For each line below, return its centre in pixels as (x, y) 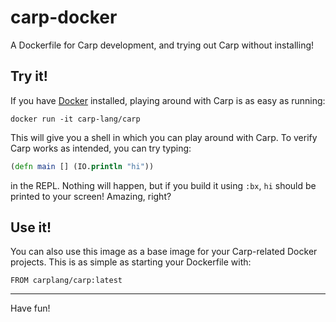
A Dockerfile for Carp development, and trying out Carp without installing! (162, 45)
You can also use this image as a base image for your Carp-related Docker (164, 252)
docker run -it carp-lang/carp (75, 119)
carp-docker (64, 17)
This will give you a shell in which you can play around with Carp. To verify (164, 137)
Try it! (29, 76)
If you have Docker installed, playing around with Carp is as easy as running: (168, 100)
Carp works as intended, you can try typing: (101, 148)
